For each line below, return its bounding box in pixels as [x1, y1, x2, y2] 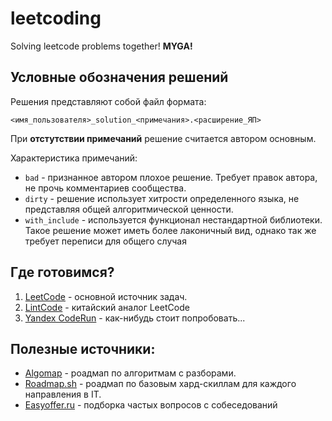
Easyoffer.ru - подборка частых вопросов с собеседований [24, 399, 278, 411]
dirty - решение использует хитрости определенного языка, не [24, 192, 300, 204]
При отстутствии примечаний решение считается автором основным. [10, 132, 317, 144]
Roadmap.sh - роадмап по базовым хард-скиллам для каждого [24, 378, 297, 390]
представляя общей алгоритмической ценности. [24, 203, 234, 215]
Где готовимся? [10, 264, 115, 281]
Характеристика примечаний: [10, 152, 138, 164]
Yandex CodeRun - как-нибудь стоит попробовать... [24, 312, 246, 324]
